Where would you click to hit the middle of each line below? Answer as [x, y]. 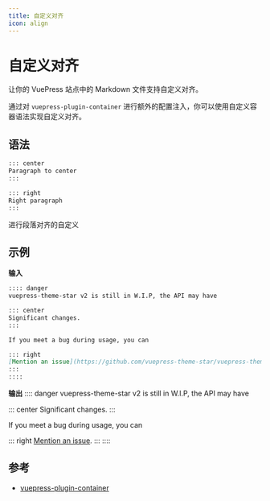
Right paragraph [35, 201]
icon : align [28, 23]
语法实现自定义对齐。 [50, 117]
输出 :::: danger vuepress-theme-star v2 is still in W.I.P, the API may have [129, 393]
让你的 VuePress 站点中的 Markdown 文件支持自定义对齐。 [106, 89]
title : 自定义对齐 [36, 16]
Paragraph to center [43, 171]
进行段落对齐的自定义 [43, 224]
